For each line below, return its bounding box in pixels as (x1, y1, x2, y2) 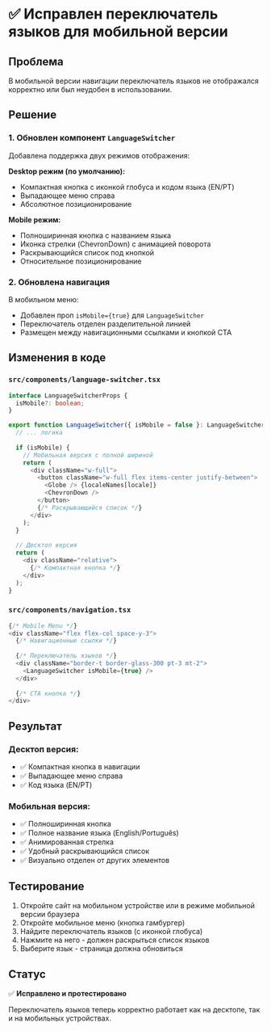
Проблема (8, 54, 65, 69)
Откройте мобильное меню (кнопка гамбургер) (19, 918, 186, 928)
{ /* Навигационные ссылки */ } (15, 637, 117, 645)
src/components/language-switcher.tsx (8, 375, 161, 385)
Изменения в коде (8, 351, 106, 364)
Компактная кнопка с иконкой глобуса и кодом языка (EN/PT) (19, 182, 236, 191)
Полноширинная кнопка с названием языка (19, 230, 172, 240)
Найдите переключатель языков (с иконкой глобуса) (19, 927, 203, 936)
